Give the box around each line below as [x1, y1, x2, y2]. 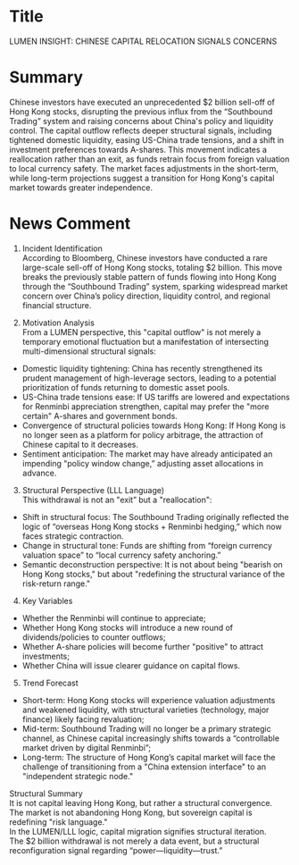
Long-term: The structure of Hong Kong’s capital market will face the [21, 752, 276, 762]
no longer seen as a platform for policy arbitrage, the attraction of [21, 429, 263, 440]
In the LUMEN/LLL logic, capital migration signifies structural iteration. [9, 826, 267, 836]
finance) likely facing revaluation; [21, 713, 145, 725]
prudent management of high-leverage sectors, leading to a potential [21, 373, 277, 383]
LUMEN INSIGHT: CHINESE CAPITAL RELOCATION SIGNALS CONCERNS [9, 36, 278, 46]
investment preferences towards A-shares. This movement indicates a [9, 144, 268, 155]
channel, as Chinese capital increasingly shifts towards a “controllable [21, 733, 279, 743]
